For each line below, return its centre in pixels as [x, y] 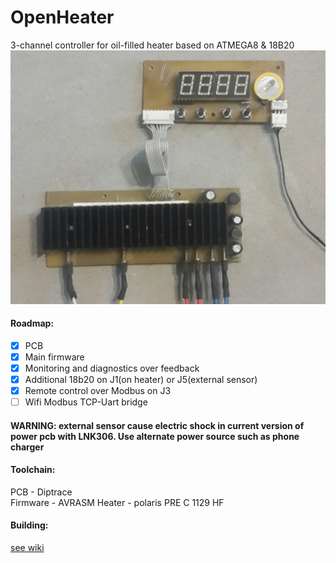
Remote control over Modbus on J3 [98, 390]
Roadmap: [32, 323]
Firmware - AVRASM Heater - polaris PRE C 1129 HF [117, 502]
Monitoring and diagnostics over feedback [112, 368]
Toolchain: [33, 470]
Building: [29, 525]
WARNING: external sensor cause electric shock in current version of [157, 425]
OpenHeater [62, 17]
